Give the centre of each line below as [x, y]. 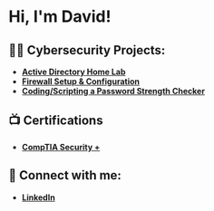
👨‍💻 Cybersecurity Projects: [87, 50]
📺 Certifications [56, 121]
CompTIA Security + [61, 147]
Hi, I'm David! [60, 17]
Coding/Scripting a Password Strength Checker [113, 91]
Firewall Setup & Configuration [80, 82]
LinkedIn [38, 197]
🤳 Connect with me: [65, 175]
